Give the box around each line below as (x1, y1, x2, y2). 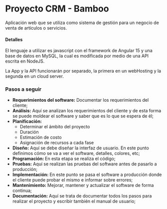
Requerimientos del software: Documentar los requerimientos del (12, 97, 149, 103)
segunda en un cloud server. (5, 73, 64, 79)
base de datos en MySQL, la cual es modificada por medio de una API (5, 53, 149, 59)
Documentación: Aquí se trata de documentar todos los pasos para (12, 193, 152, 199)
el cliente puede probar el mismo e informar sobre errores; (12, 177, 133, 183)
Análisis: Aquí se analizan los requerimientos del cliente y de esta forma (12, 108, 162, 114)
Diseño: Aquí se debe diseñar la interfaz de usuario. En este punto (12, 145, 150, 151)
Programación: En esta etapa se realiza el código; (12, 156, 116, 162)
